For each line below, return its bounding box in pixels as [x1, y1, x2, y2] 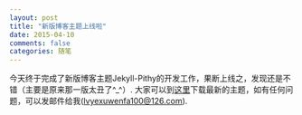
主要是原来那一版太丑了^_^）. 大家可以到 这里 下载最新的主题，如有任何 [24, 84, 286, 95]
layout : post [9, 13, 59, 23]
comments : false [9, 38, 71, 48]
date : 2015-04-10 [9, 30, 75, 39]
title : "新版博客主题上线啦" [9, 22, 107, 31]
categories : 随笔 [9, 47, 72, 56]
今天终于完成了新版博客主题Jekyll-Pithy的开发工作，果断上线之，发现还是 [9, 73, 283, 84]
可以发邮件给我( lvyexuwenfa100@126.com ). [24, 96, 188, 107]
